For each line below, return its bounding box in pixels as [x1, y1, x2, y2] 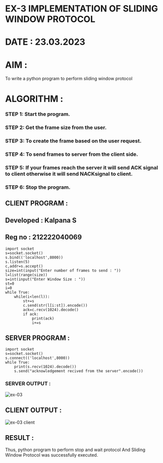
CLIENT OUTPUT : [5, 406, 62, 415]
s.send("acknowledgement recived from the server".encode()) [14, 369, 143, 374]
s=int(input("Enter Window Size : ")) [5, 277, 85, 282]
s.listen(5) [5, 259, 30, 264]
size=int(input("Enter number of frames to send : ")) [5, 268, 121, 273]
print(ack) [31, 316, 55, 321]
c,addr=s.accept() [5, 263, 43, 269]
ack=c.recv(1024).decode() [23, 307, 79, 312]
